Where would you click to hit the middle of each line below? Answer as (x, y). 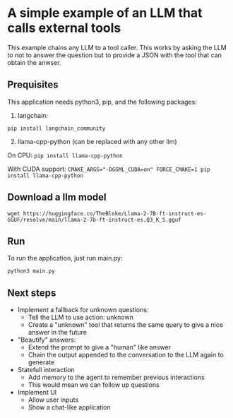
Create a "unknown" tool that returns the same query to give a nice (126, 325)
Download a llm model (57, 197)
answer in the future (57, 333)
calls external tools (64, 28)
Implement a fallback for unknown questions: (83, 310)
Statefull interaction (46, 370)
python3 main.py (31, 271)
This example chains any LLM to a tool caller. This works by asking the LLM (117, 47)
